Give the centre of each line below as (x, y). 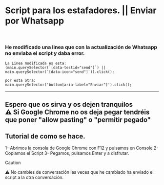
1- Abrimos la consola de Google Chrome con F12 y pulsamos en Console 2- (82, 148)
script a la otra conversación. (34, 177)
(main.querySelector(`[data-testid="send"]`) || (55, 68)
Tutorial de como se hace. (45, 136)
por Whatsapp (35, 21)
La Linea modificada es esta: (36, 64)
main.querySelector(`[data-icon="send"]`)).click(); (60, 72)
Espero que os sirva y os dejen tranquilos (69, 104)
